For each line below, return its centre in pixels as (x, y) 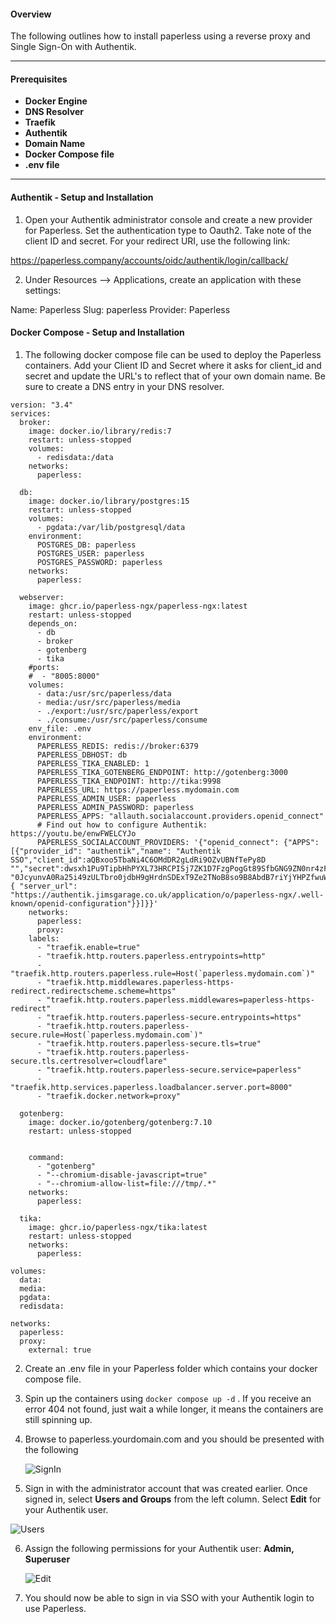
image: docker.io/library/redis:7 (100, 431)
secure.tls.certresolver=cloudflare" (89, 1061)
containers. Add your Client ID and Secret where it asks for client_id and (173, 365)
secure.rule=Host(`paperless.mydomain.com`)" (106, 1035)
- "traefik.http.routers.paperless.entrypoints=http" (151, 956)
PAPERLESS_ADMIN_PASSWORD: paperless (115, 807)
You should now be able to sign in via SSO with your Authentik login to (169, 1597)
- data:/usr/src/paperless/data (104, 693)
